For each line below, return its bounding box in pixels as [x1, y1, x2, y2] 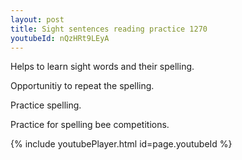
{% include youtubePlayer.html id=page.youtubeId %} [10, 138, 233, 150]
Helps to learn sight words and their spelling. [10, 61, 195, 73]
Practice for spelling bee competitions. [10, 119, 170, 131]
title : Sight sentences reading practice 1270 [10, 24, 208, 34]
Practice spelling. [10, 99, 82, 111]
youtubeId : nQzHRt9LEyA [10, 33, 110, 43]
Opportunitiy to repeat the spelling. [10, 80, 155, 92]
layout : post [10, 14, 65, 25]
